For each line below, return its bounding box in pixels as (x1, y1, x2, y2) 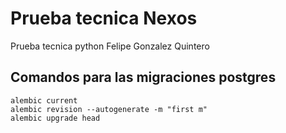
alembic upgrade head (10, 113, 101, 123)
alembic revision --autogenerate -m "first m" (10, 104, 208, 114)
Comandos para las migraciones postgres (10, 69, 277, 86)
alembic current (10, 95, 78, 106)
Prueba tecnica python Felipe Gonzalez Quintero (10, 40, 210, 52)
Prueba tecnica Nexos (10, 7, 198, 30)
